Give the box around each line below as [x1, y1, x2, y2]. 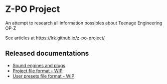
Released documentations [5, 49, 89, 58]
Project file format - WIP [12, 68, 63, 74]
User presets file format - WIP [12, 73, 75, 79]
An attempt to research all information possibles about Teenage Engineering [5, 20, 162, 26]
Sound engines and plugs [12, 62, 66, 68]
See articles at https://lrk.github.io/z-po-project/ [5, 35, 105, 41]
